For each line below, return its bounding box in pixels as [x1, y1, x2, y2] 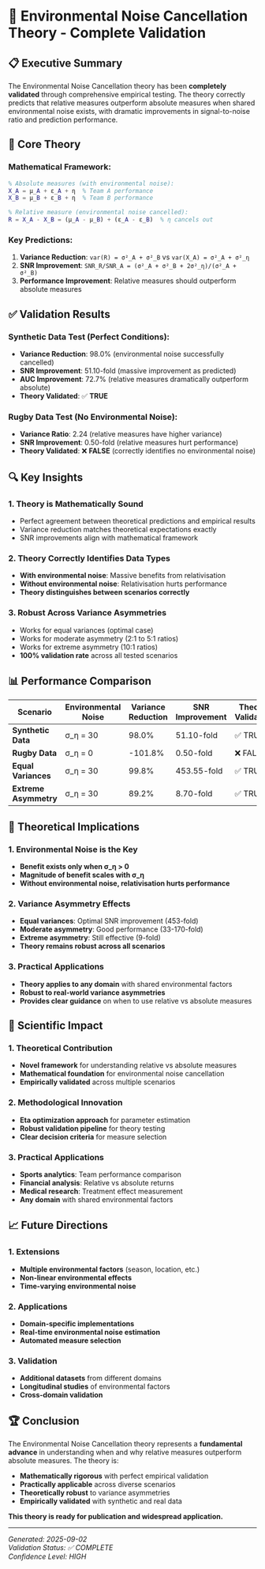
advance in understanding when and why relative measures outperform [8, 1447, 242, 1457]
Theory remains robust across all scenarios [19, 941, 166, 951]
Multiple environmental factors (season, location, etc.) [19, 1265, 200, 1274]
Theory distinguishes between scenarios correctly [19, 588, 190, 597]
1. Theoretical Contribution [8, 1043, 113, 1054]
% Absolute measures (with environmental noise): [8, 180, 175, 187]
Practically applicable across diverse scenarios [19, 1480, 176, 1489]
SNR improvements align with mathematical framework [19, 533, 199, 543]
